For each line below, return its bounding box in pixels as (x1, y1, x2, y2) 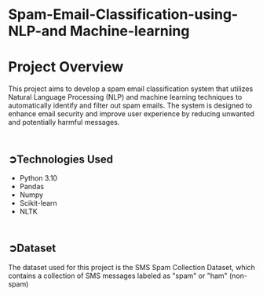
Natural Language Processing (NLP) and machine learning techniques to (8, 93, 243, 102)
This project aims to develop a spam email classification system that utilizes (8, 84, 254, 93)
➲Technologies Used (8, 152, 114, 166)
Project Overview (8, 58, 124, 76)
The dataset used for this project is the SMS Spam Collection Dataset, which (8, 262, 255, 272)
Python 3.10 (19, 173, 57, 182)
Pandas (19, 181, 45, 191)
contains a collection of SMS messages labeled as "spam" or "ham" (8, 271, 228, 280)
